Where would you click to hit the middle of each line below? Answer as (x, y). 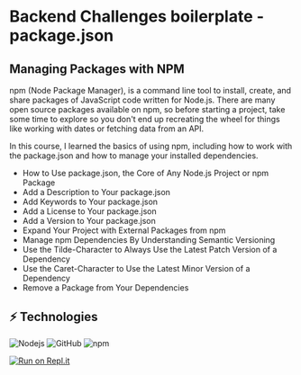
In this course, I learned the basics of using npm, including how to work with (151, 146)
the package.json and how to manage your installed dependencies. (134, 156)
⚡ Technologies (54, 317)
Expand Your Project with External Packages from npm (124, 230)
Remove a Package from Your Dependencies (105, 288)
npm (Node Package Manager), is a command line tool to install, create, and (150, 90)
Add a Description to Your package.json (96, 192)
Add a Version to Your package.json (89, 221)
